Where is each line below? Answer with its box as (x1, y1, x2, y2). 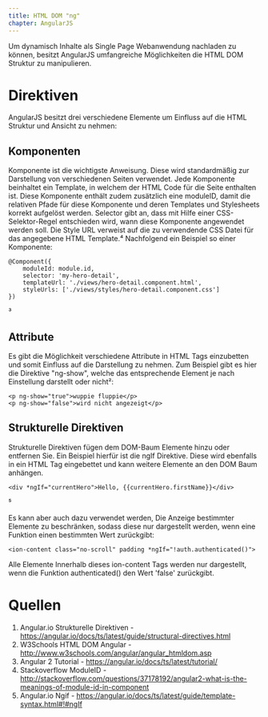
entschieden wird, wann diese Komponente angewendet (58, 217, 245, 227)
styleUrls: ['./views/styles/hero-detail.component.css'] (22, 286, 220, 294)
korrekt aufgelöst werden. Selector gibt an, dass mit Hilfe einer (8, 208, 214, 218)
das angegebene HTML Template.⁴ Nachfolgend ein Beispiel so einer (8, 234, 236, 244)
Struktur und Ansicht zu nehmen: (8, 121, 118, 131)
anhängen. (8, 468, 44, 477)
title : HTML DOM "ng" (8, 11, 81, 20)
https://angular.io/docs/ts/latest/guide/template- (76, 691, 236, 700)
